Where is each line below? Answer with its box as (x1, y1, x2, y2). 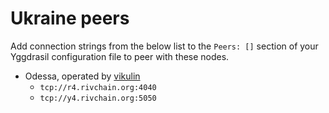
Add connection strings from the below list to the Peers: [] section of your (10, 40, 319, 52)
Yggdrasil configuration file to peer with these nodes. (10, 50, 230, 62)
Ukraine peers (10, 7, 130, 30)
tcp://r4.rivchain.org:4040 (39, 82, 157, 92)
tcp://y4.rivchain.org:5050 (39, 93, 157, 103)
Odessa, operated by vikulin (24, 70, 141, 82)
